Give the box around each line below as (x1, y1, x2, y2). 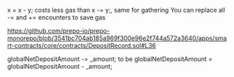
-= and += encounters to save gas (7, 13, 106, 22)
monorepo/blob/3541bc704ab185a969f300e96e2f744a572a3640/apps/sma (7, 34, 227, 42)
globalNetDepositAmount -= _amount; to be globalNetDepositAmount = (7, 55, 213, 63)
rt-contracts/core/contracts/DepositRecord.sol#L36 (7, 42, 156, 49)
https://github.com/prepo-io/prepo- (7, 27, 110, 35)
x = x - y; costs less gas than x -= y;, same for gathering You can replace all (7, 6, 226, 14)
